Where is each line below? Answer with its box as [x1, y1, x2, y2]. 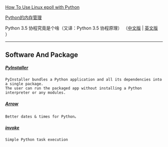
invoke [5, 125, 20, 131]
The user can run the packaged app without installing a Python [5, 86, 142, 91]
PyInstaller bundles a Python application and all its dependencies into [5, 77, 162, 82]
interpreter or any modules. [5, 90, 66, 95]
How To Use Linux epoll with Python [5, 4, 80, 10]
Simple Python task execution [5, 137, 68, 143]
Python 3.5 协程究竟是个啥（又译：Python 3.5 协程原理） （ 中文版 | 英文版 [5, 25, 158, 31]
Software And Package [5, 51, 78, 59]
